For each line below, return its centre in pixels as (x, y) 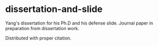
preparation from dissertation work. (42, 28)
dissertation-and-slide (54, 9)
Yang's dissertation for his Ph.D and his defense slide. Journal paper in (79, 23)
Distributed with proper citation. (38, 38)
